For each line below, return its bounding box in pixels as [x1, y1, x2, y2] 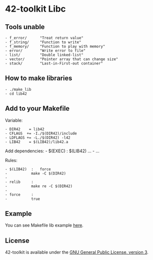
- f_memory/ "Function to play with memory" [5, 44, 105, 49]
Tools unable [5, 23, 45, 31]
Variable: [5, 117, 23, 123]
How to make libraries [5, 74, 72, 82]
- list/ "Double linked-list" [5, 52, 84, 57]
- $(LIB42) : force [5, 166, 51, 172]
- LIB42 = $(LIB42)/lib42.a [5, 139, 68, 144]
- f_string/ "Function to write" [5, 40, 82, 45]
